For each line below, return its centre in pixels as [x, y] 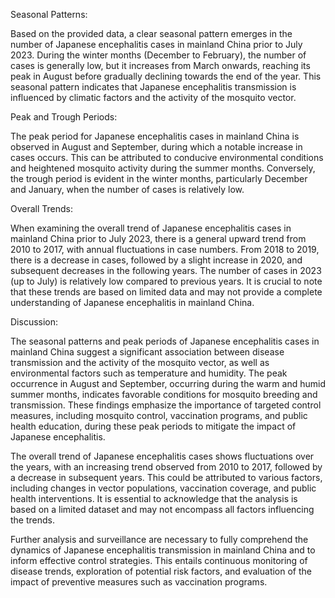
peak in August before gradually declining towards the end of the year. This [166, 76]
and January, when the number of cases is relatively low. [127, 189]
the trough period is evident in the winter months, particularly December [159, 178]
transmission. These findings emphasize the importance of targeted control [166, 405]
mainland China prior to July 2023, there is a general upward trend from [158, 238]
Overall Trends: [42, 208]
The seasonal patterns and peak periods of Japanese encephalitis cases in [165, 341]
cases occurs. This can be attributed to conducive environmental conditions [167, 157]
